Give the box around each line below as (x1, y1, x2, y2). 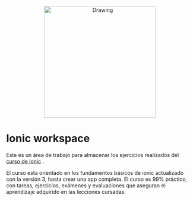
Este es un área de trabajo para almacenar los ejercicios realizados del (6, 151, 179, 158)
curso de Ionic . (6, 158, 45, 165)
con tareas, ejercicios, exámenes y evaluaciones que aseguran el (6, 181, 166, 189)
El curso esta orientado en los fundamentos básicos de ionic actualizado (6, 169, 184, 176)
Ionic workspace (6, 132, 90, 145)
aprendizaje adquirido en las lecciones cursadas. (6, 188, 126, 195)
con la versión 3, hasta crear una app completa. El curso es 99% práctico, (6, 175, 188, 183)
